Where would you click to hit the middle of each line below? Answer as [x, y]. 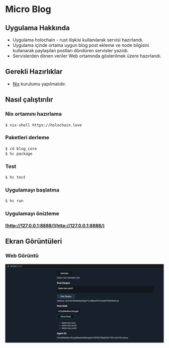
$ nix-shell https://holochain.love [44, 125]
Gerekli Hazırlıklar [34, 72]
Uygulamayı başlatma [32, 190]
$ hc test [16, 178]
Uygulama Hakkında [37, 28]
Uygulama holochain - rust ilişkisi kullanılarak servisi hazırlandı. [78, 40]
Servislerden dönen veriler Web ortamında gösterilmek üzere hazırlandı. [87, 56]
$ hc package [19, 154]
